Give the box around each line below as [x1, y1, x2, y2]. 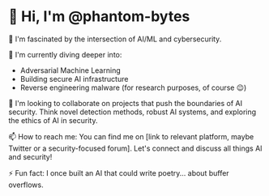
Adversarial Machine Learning [19, 65, 121, 75]
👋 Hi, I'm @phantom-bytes [8, 7, 190, 26]
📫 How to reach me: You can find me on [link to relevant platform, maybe [8, 131, 254, 141]
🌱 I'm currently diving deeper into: [8, 49, 122, 59]
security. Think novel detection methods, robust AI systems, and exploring [8, 107, 257, 117]
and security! [8, 151, 53, 161]
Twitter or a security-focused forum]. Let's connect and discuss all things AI [8, 143, 263, 153]
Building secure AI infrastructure [19, 74, 129, 83]
